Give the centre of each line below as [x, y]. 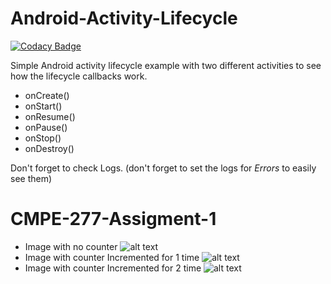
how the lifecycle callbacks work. [79, 76]
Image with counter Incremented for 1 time [112, 257]
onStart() [43, 106]
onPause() [46, 127]
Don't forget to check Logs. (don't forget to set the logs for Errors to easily [163, 168]
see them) [31, 178]
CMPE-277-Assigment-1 [113, 219]
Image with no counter [71, 246]
